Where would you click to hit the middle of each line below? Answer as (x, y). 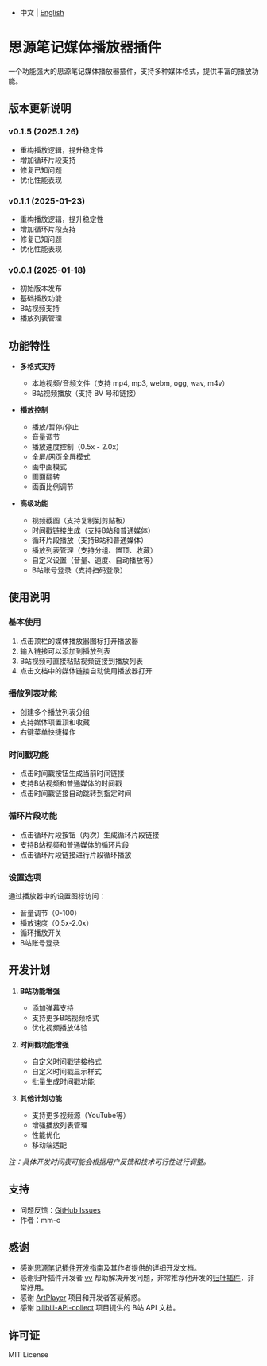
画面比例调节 (52, 487)
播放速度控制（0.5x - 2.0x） (77, 447)
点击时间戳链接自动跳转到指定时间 (75, 794)
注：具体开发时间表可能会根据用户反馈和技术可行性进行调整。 (109, 1162)
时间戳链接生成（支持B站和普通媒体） (93, 530)
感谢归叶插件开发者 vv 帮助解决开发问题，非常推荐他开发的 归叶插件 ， (133, 1278)
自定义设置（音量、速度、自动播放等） (94, 561)
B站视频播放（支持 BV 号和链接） (86, 394)
